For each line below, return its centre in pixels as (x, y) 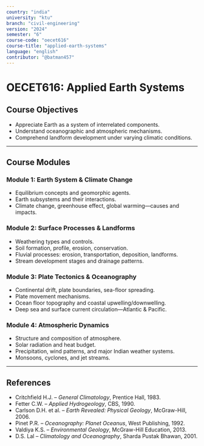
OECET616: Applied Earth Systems (96, 87)
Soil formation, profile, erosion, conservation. (72, 248)
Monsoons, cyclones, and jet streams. (63, 358)
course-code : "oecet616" (38, 40)
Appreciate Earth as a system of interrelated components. (87, 124)
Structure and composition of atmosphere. (68, 338)
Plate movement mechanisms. (53, 296)
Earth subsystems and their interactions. (66, 199)
